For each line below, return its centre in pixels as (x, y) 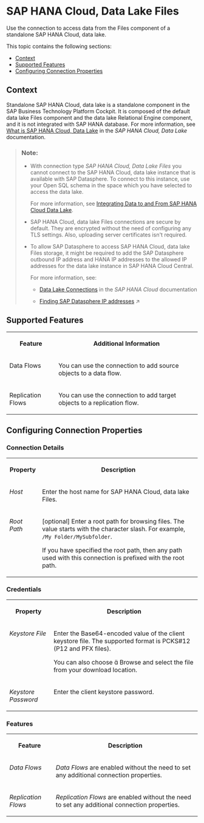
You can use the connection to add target (117, 395)
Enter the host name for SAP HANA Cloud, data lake (116, 492)
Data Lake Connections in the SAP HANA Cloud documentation (118, 289)
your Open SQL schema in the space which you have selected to (111, 185)
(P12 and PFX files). (82, 649)
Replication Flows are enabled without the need (123, 797)
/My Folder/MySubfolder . (77, 536)
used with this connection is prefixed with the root (113, 557)
